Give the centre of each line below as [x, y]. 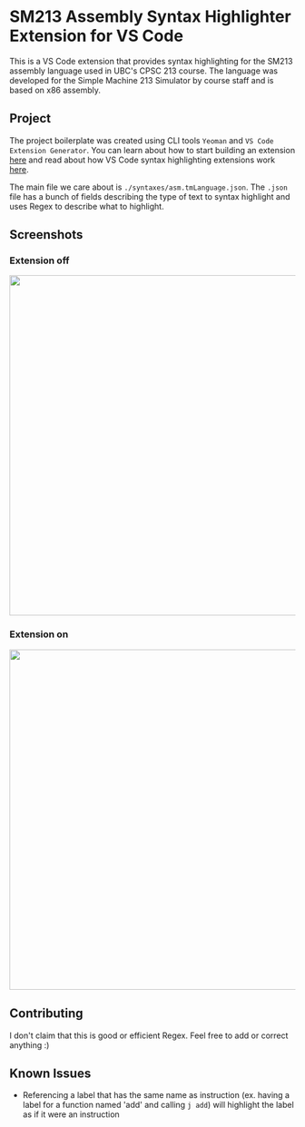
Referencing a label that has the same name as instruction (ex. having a [156, 1095]
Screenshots [46, 235]
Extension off [39, 260]
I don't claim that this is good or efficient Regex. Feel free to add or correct [149, 1035]
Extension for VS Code [97, 36]
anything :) [30, 1044]
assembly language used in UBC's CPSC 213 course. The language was [144, 71]
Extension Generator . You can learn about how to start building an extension [152, 150]
